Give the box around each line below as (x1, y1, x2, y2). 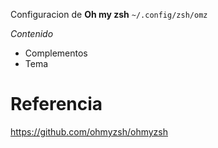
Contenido (10, 28, 54, 39)
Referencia (10, 93, 103, 116)
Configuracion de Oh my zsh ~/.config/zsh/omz (10, 9, 208, 20)
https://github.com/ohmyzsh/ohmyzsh (10, 125, 168, 138)
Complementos (24, 47, 88, 59)
